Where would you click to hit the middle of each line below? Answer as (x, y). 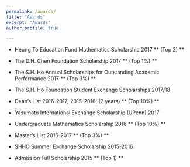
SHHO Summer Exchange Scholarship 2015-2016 (74, 146)
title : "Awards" (26, 17)
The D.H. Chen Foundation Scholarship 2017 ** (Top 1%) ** (86, 61)
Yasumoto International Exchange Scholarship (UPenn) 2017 (87, 113)
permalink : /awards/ (31, 11)
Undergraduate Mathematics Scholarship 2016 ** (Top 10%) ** (90, 124)
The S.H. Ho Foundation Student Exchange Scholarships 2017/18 (92, 90)
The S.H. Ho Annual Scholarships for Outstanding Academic (87, 72)
